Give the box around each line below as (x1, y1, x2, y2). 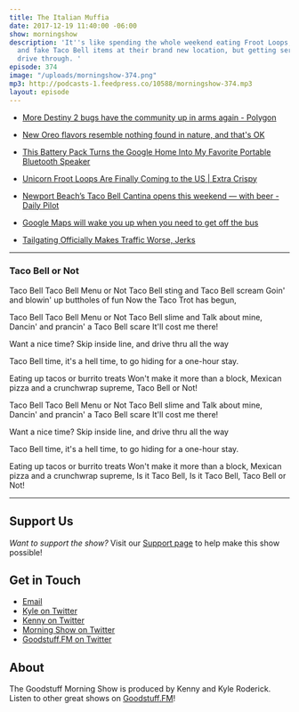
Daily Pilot (21, 199, 60, 210)
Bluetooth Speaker (21, 156, 91, 166)
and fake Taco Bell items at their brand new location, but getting (17, 46, 277, 55)
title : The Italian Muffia (9, 12, 109, 22)
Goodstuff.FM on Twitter (21, 634, 112, 645)
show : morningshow (9, 29, 77, 38)
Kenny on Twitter (21, 615, 85, 626)
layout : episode (9, 87, 69, 96)
